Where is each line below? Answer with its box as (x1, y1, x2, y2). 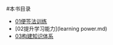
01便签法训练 (14, 18, 47, 25)
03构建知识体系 (14, 33, 54, 40)
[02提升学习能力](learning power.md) (14, 25, 108, 32)
